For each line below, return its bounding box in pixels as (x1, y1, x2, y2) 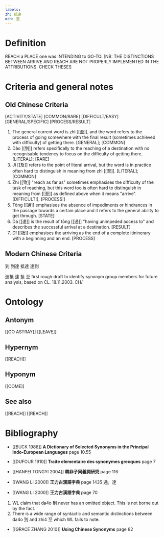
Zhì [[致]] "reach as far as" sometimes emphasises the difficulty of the (12, 179, 154, 185)
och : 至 (5, 16, 20, 21)
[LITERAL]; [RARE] (12, 156, 50, 162)
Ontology (5, 296, 44, 308)
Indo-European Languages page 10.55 (12, 449, 92, 455)
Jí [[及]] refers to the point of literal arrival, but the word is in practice (12, 162, 152, 168)
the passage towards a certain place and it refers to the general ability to (12, 208, 159, 214)
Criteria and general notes (5, 81, 114, 92)
